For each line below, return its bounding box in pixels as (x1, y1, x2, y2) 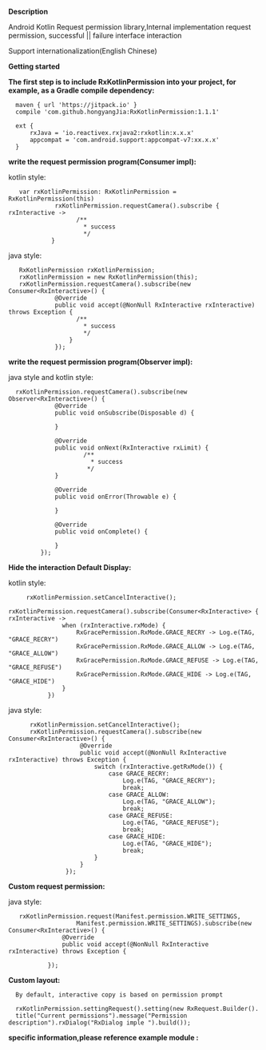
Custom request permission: (8, 882, 105, 891)
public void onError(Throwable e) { (54, 493, 177, 501)
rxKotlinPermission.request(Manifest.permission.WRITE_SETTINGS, (18, 913, 241, 921)
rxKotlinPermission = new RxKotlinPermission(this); (18, 273, 198, 281)
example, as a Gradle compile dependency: (8, 85, 155, 95)
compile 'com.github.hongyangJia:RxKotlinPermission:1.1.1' (15, 108, 220, 116)
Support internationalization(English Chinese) (8, 46, 157, 55)
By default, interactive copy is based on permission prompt (15, 991, 224, 999)
